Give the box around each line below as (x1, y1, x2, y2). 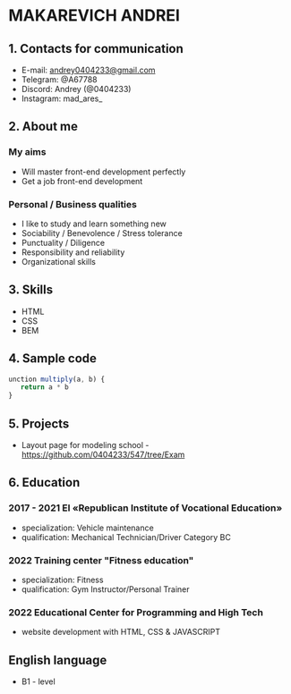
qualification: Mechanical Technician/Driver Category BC (21, 531, 232, 542)
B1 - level (21, 676, 56, 687)
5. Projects (8, 416, 70, 431)
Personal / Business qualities (8, 198, 138, 210)
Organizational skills (21, 256, 96, 267)
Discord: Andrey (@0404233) (21, 84, 132, 94)
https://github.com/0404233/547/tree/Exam (21, 449, 185, 461)
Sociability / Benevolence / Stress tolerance (21, 227, 183, 238)
